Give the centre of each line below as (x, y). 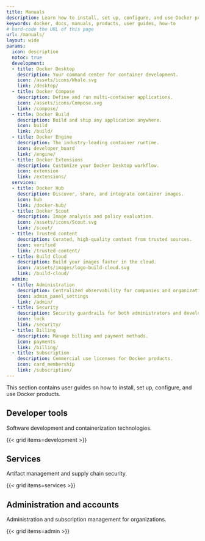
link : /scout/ (35, 228)
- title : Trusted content (45, 234)
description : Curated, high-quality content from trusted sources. (105, 239)
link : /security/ (39, 325)
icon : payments (37, 342)
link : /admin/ (35, 302)
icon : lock (31, 319)
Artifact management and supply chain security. (67, 474)
